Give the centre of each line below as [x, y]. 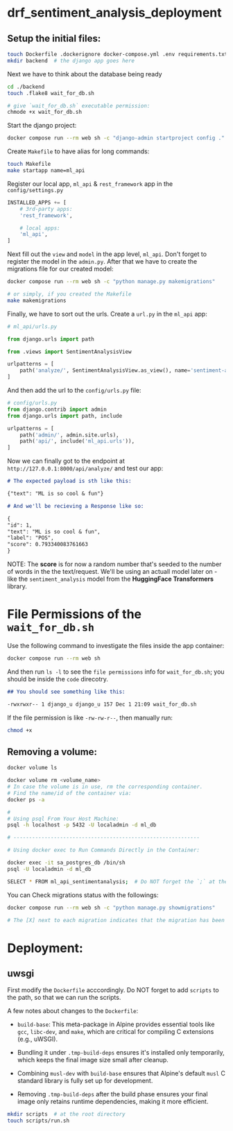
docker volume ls [32, 768]
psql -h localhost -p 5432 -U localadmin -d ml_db [82, 825]
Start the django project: [42, 126]
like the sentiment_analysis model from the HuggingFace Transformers [110, 579]
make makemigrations [37, 300]
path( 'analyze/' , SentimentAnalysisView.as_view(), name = [105, 371]
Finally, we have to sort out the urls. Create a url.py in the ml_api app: [107, 314]
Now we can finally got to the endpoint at [66, 461]
